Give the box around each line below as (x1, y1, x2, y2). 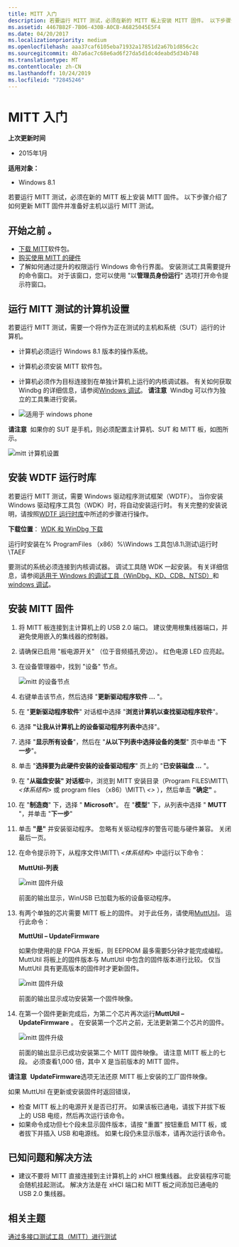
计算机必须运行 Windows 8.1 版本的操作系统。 (18, 347, 152, 355)
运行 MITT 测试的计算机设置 (8, 303, 130, 315)
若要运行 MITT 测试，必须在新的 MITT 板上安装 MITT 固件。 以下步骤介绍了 (8, 193, 228, 201)
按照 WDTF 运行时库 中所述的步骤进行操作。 (26, 509, 152, 518)
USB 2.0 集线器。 (18, 1190, 70, 1198)
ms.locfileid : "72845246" (8, 76, 84, 84)
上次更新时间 (8, 134, 45, 143)
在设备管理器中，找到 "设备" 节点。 (18, 662, 121, 670)
